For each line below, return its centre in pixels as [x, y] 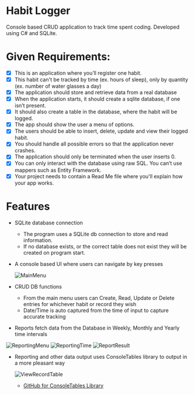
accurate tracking [44, 316]
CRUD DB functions [38, 286]
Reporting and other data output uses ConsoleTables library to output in [101, 356]
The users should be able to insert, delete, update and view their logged [101, 131]
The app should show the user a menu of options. [74, 124]
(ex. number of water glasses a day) [58, 86]
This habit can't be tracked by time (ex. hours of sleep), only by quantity [101, 79]
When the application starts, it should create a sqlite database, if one [97, 99]
